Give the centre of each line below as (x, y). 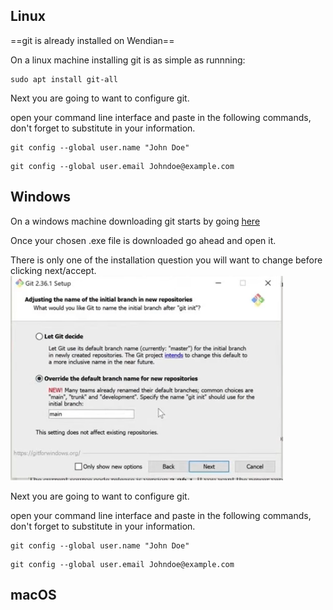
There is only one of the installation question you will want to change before (166, 260)
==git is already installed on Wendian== (92, 40)
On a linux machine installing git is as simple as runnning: (128, 60)
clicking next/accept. (53, 270)
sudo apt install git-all (64, 79)
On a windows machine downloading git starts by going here (135, 221)
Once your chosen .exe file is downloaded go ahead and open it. (143, 240)
